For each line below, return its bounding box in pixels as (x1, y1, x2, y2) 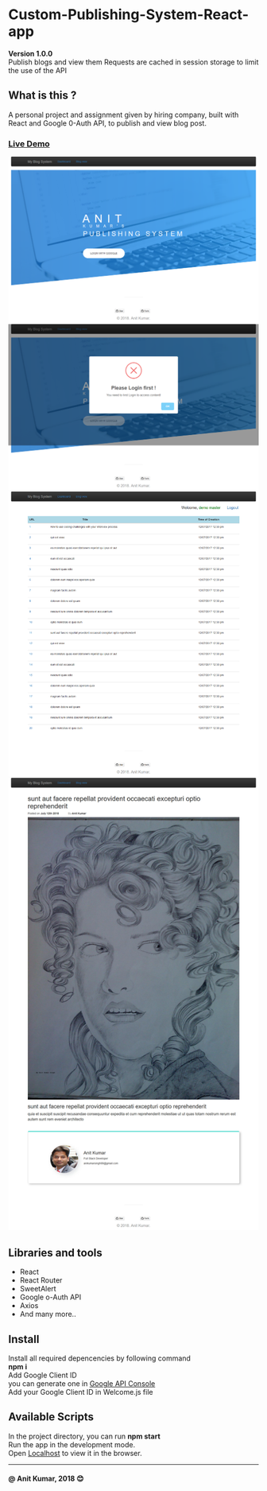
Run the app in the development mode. (8, 1439, 136, 1449)
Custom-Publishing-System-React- (8, 6, 249, 24)
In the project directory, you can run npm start (8, 1431, 161, 1441)
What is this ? (8, 89, 77, 103)
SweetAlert (19, 1284, 57, 1294)
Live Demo (8, 138, 50, 149)
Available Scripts (8, 1410, 94, 1424)
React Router (19, 1276, 63, 1285)
